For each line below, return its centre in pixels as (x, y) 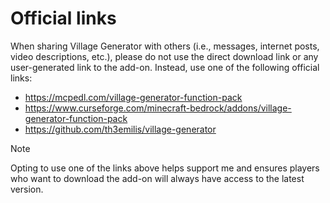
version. (27, 189)
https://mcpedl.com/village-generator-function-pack (133, 97)
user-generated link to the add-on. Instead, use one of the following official (165, 67)
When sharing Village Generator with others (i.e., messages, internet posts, (165, 46)
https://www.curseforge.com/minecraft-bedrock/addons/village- (158, 108)
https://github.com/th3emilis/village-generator (120, 129)
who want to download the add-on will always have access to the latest (157, 178)
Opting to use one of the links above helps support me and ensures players (165, 168)
